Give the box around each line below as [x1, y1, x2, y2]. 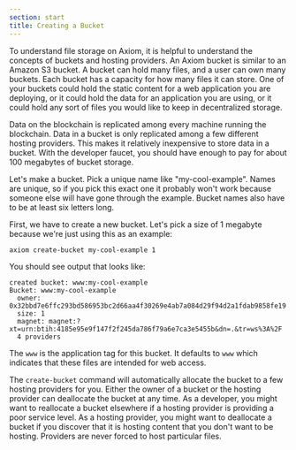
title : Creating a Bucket [9, 21, 104, 30]
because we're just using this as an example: [9, 228, 173, 239]
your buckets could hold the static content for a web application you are [9, 83, 271, 94]
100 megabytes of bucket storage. [9, 156, 134, 167]
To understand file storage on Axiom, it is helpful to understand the [9, 45, 254, 56]
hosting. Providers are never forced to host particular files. [9, 431, 223, 442]
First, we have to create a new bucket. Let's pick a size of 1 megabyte [9, 218, 262, 230]
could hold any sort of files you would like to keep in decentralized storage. [9, 102, 283, 112]
